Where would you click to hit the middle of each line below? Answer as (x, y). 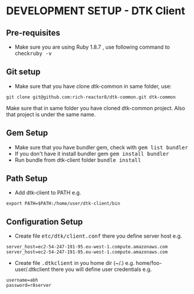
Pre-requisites (33, 33)
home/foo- (149, 263)
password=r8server (29, 286)
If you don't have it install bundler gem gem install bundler (92, 154)
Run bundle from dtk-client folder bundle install (78, 160)
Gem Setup (27, 133)
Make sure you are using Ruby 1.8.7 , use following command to (92, 47)
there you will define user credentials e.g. (101, 269)
